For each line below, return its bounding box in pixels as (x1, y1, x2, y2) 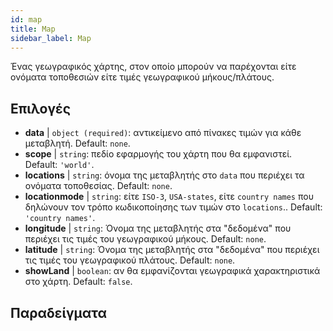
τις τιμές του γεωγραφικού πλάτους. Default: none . (24, 254, 236, 266)
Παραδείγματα (10, 304, 108, 321)
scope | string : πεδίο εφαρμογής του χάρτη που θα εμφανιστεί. (24, 148, 293, 160)
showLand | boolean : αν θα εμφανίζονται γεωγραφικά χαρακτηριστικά (24, 265, 321, 277)
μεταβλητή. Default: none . (24, 137, 131, 150)
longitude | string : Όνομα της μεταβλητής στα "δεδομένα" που (24, 222, 292, 235)
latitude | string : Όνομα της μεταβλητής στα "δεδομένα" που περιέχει (24, 244, 320, 256)
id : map (10, 14, 43, 25)
